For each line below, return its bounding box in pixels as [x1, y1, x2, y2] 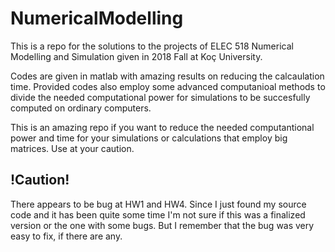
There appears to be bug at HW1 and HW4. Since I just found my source [10, 198, 307, 210]
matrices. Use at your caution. [10, 142, 135, 154]
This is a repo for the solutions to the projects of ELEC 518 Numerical [10, 40, 294, 52]
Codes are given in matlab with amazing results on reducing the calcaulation [10, 70, 325, 82]
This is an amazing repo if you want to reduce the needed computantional [10, 121, 315, 133]
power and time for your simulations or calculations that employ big [10, 132, 288, 144]
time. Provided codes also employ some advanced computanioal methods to [10, 80, 326, 92]
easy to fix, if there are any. [10, 230, 123, 242]
